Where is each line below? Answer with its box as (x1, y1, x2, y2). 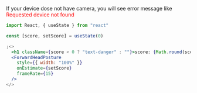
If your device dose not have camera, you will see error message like (6, 5, 172, 12)
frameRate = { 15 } (16, 71, 54, 77)
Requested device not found (6, 11, 74, 18)
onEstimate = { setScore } (16, 66, 72, 71)
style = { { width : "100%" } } (16, 60, 83, 66)
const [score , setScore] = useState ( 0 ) (6, 33, 104, 39)
